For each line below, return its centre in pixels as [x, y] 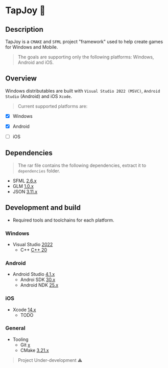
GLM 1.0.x [23, 186]
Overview [21, 79]
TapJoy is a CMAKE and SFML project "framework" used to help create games [84, 41]
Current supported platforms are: [53, 106]
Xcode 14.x [24, 310]
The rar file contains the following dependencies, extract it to [82, 165]
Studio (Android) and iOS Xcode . [39, 96]
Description [24, 29]
